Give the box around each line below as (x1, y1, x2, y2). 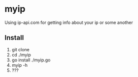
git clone (11, 46, 30, 52)
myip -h (11, 62, 28, 68)
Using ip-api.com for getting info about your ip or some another (4, 19, 133, 25)
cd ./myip (11, 52, 31, 58)
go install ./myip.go (11, 57, 51, 63)
